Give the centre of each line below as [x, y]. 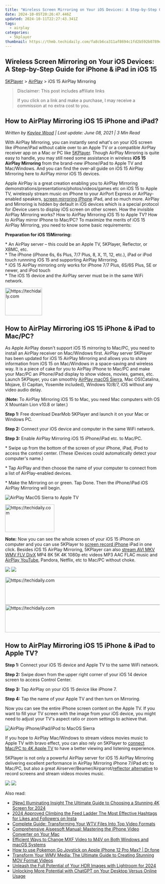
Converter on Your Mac [36, 834]
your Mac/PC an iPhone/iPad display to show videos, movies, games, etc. [79, 374]
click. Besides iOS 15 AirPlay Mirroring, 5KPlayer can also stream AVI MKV [80, 550]
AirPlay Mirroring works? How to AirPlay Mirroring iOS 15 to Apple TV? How [81, 215]
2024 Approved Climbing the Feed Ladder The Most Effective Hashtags [84, 813]
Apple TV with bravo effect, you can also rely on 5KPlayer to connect [75, 743]
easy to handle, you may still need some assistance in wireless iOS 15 [75, 158]
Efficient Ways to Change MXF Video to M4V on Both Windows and [80, 839]
